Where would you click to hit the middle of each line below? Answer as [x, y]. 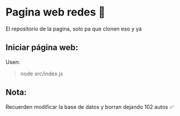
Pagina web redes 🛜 [56, 12]
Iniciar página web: [42, 48]
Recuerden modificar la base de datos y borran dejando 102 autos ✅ [90, 106]
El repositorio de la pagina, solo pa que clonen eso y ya [74, 29]
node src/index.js [42, 74]
